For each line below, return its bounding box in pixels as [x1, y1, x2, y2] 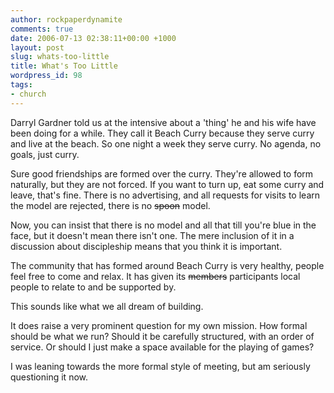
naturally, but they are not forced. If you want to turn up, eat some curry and [10, 178, 325, 190]
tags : [10, 80, 33, 90]
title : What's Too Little [10, 61, 118, 71]
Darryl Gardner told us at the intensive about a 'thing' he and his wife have [10, 116, 317, 128]
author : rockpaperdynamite [10, 14, 123, 25]
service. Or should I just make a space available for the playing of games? [10, 341, 315, 353]
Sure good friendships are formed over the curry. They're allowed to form [10, 167, 314, 180]
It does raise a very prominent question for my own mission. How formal [10, 319, 308, 331]
